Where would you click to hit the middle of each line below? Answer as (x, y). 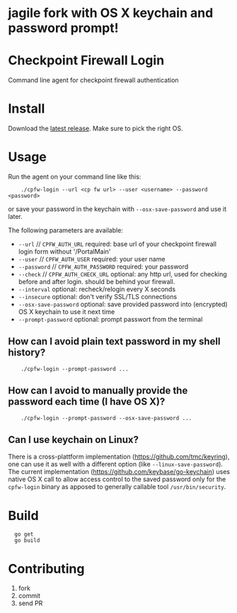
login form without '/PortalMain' (64, 252)
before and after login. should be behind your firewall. (97, 282)
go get (24, 534)
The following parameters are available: (65, 230)
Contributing (46, 569)
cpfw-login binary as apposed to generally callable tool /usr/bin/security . (117, 487)
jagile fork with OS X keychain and (111, 13)
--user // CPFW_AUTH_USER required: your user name (92, 259)
